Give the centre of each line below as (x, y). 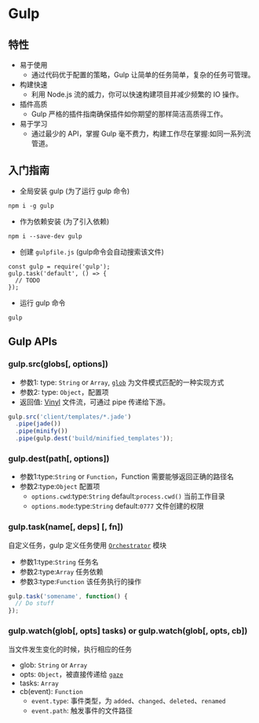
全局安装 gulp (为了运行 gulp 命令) (75, 191)
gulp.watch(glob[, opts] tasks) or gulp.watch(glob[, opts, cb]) (128, 631)
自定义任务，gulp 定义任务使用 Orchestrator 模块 (88, 545)
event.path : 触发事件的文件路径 (82, 710)
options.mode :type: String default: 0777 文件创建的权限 (117, 506)
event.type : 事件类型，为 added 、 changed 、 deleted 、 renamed (128, 700)
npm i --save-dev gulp (45, 236)
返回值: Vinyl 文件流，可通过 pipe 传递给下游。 (95, 402)
